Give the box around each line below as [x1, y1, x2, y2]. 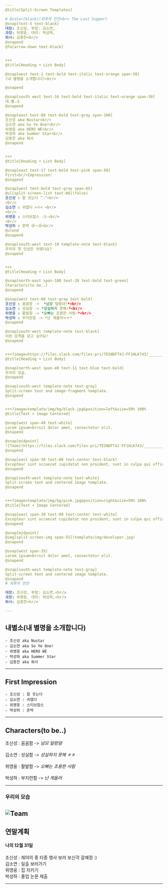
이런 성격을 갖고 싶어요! [5, 334, 49, 339]
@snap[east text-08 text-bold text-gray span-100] [5, 112, 113, 118]
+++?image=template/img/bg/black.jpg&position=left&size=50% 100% [5, 407, 146, 412]
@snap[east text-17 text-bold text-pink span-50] [5, 167, 111, 173]
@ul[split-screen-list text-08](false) [5, 191, 88, 196]
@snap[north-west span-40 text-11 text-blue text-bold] [5, 366, 124, 371]
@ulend [5, 228, 19, 233]
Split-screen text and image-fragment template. [5, 389, 108, 394]
